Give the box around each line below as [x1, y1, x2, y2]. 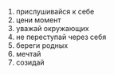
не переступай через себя [15, 32, 107, 41]
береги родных [15, 41, 69, 50]
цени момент [15, 15, 61, 25]
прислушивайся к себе [15, 7, 95, 16]
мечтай [15, 49, 41, 58]
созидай [15, 57, 45, 67]
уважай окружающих [15, 24, 89, 33]
